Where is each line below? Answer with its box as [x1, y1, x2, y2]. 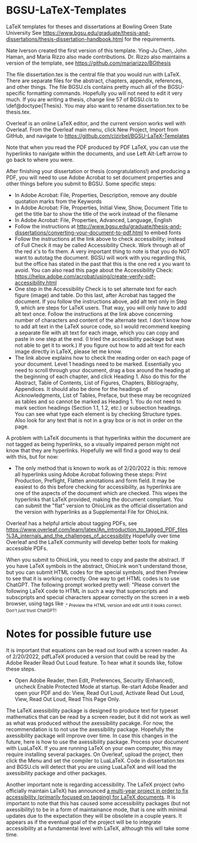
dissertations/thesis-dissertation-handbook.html [6, 35, 123, 42]
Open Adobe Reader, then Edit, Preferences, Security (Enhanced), [14, 676, 175, 683]
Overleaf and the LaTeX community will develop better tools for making [6, 538, 178, 545]
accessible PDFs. [6, 545, 48, 552]
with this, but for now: [6, 453, 59, 460]
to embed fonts [144, 229, 181, 236]
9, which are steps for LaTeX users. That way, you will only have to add [14, 304, 187, 311]
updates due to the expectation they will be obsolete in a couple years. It [6, 812, 182, 819]
